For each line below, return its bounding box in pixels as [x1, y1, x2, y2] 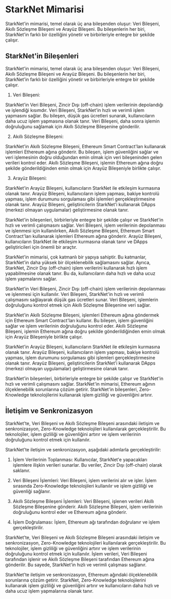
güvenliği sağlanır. [12, 488, 51, 494]
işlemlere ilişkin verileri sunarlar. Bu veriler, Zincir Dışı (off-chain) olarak [12, 462, 162, 468]
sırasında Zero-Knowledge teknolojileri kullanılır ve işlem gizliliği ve [12, 483, 154, 489]
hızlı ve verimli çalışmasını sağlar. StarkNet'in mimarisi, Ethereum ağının [5, 381, 156, 387]
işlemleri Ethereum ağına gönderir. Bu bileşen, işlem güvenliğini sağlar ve [5, 149, 159, 155]
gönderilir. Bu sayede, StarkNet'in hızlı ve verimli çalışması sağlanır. [5, 562, 147, 568]
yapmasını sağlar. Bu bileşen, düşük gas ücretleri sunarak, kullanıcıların [5, 112, 155, 118]
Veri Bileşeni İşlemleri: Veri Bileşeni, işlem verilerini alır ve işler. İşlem [12, 477, 157, 483]
